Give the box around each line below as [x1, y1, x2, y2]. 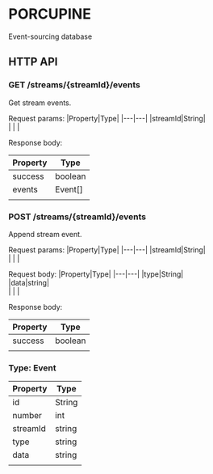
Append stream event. [8, 229, 82, 239]
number [12, 410, 43, 421]
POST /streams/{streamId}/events [8, 211, 147, 222]
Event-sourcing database [8, 32, 93, 41]
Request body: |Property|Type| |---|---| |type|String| [8, 269, 184, 279]
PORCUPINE [8, 5, 91, 23]
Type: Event [8, 362, 56, 373]
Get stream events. [8, 98, 72, 108]
